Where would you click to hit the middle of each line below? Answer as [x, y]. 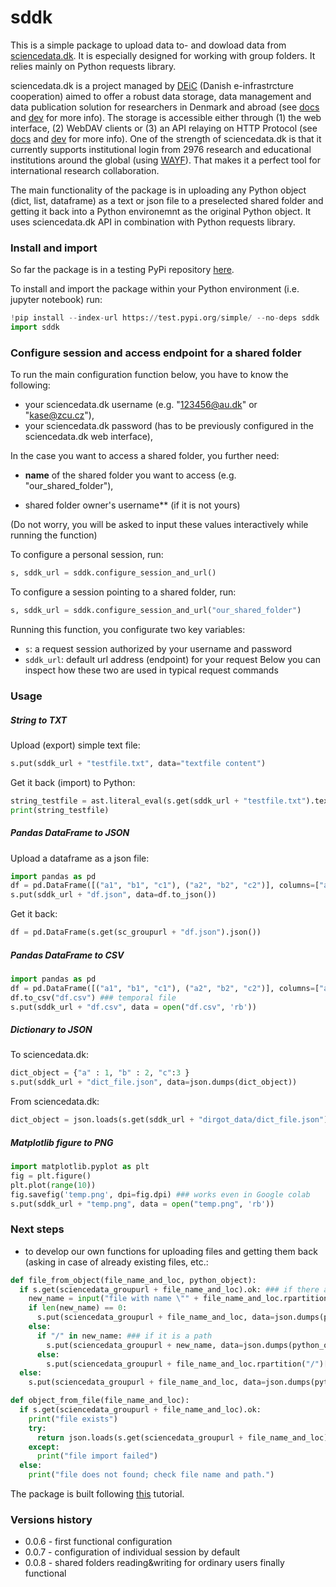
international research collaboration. [85, 170]
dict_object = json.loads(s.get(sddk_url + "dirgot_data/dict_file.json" [167, 1120]
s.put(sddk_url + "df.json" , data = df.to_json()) [113, 895]
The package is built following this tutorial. [97, 1494]
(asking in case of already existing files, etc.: [116, 1262]
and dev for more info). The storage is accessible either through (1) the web [166, 117]
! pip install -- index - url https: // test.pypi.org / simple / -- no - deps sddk [165, 318]
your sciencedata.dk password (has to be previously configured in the [169, 426]
